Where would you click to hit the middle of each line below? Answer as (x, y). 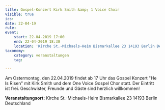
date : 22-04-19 (21, 23)
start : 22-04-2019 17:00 (39, 37)
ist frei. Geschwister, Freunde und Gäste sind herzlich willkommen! (72, 88)
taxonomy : (15, 51)
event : (12, 32)
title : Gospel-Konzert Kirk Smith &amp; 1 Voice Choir (62, 10)
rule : (11, 28)
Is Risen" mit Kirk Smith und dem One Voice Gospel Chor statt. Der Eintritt (80, 83)
